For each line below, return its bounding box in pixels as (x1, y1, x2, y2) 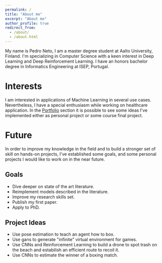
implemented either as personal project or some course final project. (5, 112, 143, 118)
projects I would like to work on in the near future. (5, 156, 105, 162)
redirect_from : (5, 25, 36, 30)
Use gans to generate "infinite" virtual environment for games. (12, 237, 138, 242)
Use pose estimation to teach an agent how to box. (12, 231, 115, 238)
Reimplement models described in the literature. (12, 189, 109, 194)
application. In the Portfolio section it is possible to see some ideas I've (5, 107, 148, 113)
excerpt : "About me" (5, 16, 47, 21)
